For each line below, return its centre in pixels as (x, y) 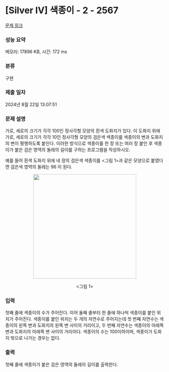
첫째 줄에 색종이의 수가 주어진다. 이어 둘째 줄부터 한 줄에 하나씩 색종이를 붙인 (80, 313)
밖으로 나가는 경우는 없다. (35, 338)
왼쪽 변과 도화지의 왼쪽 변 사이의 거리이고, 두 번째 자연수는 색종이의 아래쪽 (91, 325)
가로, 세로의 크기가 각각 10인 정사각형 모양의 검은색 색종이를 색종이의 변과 (77, 137)
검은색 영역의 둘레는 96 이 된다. (41, 167)
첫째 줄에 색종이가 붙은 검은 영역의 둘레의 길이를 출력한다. (62, 364)
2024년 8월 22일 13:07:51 (31, 104)
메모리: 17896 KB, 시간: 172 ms (36, 52)
